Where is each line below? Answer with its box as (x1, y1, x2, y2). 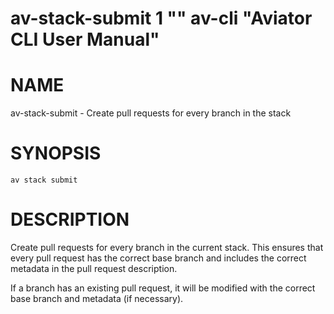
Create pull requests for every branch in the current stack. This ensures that (10, 242, 324, 253)
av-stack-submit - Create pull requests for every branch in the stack (10, 107, 292, 119)
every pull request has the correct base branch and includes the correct (10, 252, 307, 264)
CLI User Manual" (10, 28, 160, 51)
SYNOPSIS (10, 142, 102, 165)
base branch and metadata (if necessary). (10, 293, 184, 304)
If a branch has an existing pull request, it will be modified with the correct (10, 282, 316, 294)
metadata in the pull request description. (10, 263, 178, 274)
